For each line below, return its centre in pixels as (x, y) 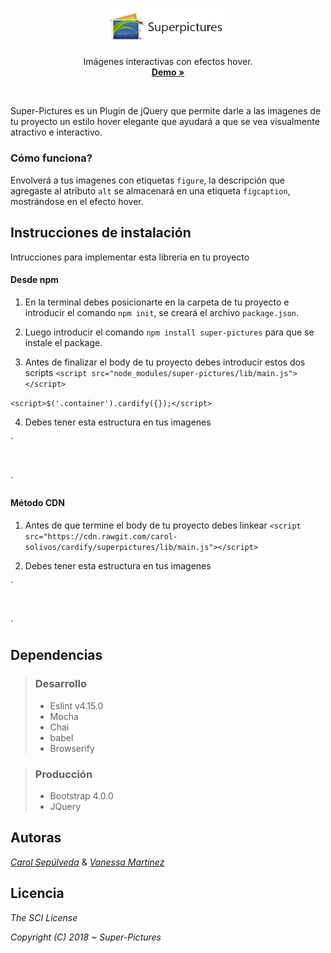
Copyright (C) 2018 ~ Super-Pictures (86, 937)
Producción (63, 774)
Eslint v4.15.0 (76, 705)
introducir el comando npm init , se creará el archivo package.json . (162, 312)
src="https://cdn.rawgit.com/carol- (101, 536)
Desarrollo (60, 684)
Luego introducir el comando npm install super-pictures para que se (169, 332)
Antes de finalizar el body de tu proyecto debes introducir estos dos (165, 362)
